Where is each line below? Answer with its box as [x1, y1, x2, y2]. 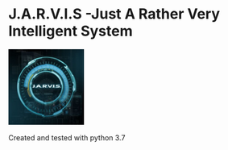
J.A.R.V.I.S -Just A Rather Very [8, 5, 220, 23]
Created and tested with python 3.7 [8, 132, 126, 142]
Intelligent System [8, 22, 133, 40]
